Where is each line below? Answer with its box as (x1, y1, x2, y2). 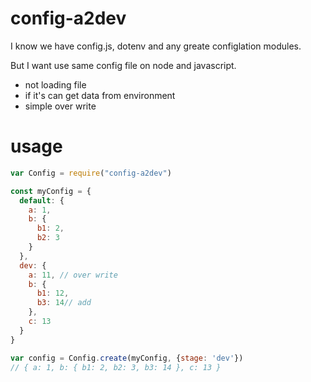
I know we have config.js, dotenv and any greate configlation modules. (10, 40, 302, 52)
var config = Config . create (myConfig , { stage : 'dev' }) (10, 353, 244, 363)
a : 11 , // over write (28, 270, 118, 280)
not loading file (24, 78, 87, 91)
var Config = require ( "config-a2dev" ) (10, 168, 172, 178)
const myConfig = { (10, 186, 92, 196)
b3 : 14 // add (36, 298, 92, 308)
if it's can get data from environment (24, 89, 176, 101)
